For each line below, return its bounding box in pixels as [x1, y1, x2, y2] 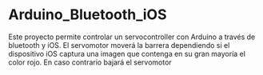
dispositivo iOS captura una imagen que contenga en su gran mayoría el [8, 49, 246, 58]
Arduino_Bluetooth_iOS [8, 6, 167, 24]
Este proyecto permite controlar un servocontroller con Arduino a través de [8, 32, 256, 41]
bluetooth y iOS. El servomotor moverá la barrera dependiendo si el [8, 40, 230, 49]
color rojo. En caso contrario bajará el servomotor [8, 57, 172, 67]
